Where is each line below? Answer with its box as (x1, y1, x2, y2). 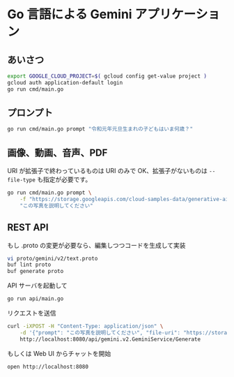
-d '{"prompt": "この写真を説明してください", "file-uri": (19, 329, 181, 336)
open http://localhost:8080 (7, 363, 89, 370)
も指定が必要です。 (37, 175, 92, 184)
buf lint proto (7, 261, 52, 269)
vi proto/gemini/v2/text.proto (7, 255, 98, 262)
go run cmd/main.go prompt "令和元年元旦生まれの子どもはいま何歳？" (7, 126, 194, 133)
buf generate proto (7, 268, 64, 275)
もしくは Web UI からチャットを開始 (7, 349, 111, 357)
